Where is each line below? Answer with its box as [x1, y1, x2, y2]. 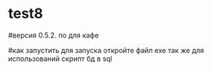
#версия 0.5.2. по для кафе [8, 30, 100, 40]
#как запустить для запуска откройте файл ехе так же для [8, 45, 204, 55]
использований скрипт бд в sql [8, 54, 112, 63]
